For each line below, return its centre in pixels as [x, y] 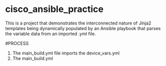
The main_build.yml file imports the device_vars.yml [66, 53]
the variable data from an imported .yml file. [51, 33]
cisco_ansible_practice [55, 9]
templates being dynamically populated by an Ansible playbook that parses [83, 28]
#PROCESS [17, 43]
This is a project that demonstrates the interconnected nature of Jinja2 [78, 23]
